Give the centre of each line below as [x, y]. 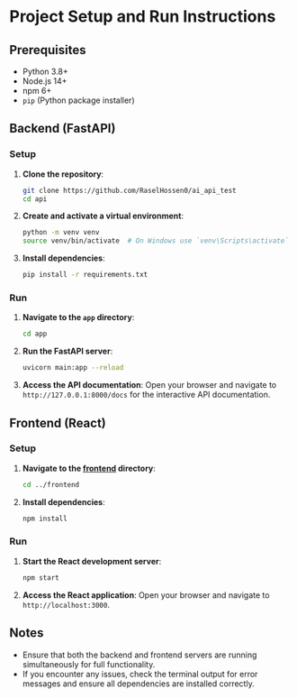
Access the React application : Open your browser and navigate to [146, 595]
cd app [35, 334]
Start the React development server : [92, 561]
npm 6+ [37, 91]
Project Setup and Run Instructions [143, 17]
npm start [41, 578]
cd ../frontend [51, 484]
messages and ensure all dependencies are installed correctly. [138, 684]
